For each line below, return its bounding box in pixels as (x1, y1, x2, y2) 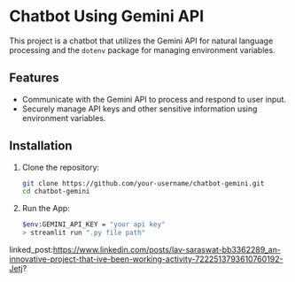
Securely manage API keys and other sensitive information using (21, 103, 258, 114)
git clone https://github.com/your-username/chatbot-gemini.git (21, 179, 265, 187)
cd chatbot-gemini (21, 187, 90, 196)
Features (9, 71, 59, 86)
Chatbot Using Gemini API (9, 6, 205, 27)
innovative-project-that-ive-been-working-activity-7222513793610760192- (9, 254, 283, 264)
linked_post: (9, 245, 53, 255)
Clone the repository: (21, 162, 100, 172)
